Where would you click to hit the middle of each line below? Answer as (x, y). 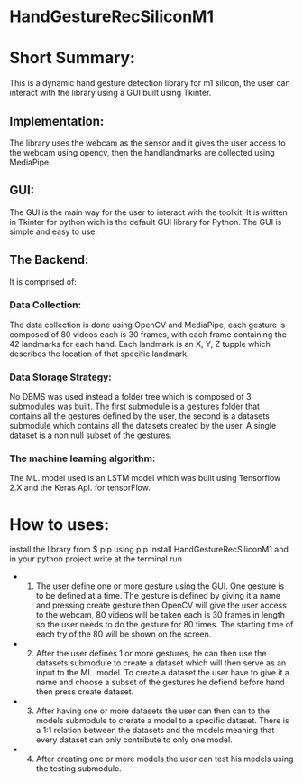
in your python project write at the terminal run (96, 559)
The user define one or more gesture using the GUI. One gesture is (160, 586)
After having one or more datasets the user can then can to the (153, 711)
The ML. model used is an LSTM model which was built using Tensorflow (145, 478)
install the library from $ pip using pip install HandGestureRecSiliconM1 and (149, 550)
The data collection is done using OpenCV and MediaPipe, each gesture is (147, 325)
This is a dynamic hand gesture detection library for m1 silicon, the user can (150, 83)
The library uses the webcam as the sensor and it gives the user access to (147, 143)
